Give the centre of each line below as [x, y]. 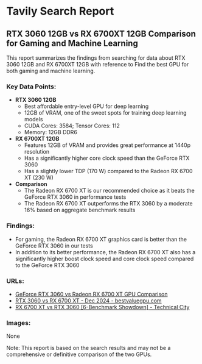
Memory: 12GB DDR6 [51, 132]
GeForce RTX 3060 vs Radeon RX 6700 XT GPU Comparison [91, 294]
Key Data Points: [31, 87]
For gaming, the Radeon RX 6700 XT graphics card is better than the [101, 239]
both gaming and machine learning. [51, 71]
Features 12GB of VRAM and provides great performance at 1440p [107, 145]
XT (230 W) [39, 177]
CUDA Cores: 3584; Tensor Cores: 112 [72, 126]
